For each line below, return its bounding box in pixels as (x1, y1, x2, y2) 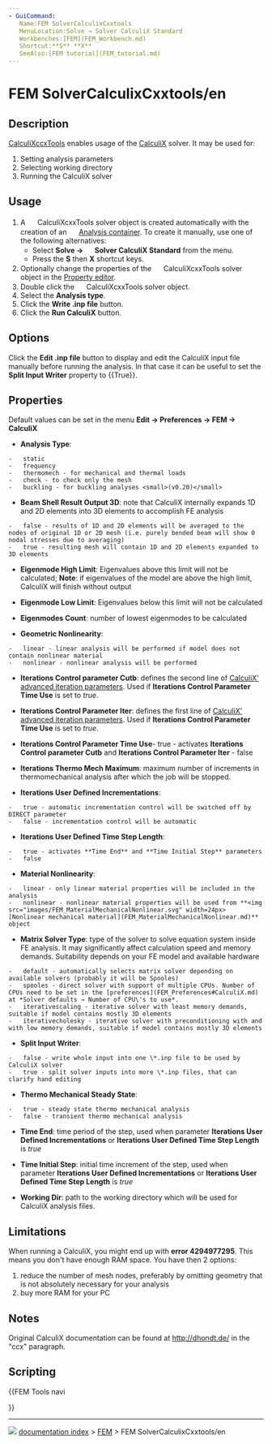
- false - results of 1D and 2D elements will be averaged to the (8, 522, 244, 530)
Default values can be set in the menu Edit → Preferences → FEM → (8, 415, 236, 425)
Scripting (8, 1365, 57, 1379)
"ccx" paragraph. (8, 1342, 66, 1351)
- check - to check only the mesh (8, 476, 132, 485)
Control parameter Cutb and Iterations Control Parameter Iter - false (19, 748, 253, 757)
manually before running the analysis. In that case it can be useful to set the (8, 361, 261, 371)
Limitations (8, 1225, 66, 1239)
